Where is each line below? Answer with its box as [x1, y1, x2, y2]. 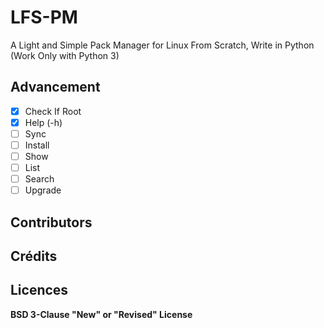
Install [24, 139, 50, 151]
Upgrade [24, 184, 62, 196]
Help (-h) [24, 116, 63, 128]
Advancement [10, 79, 101, 96]
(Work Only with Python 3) [10, 49, 120, 61]
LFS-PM [10, 6, 78, 29]
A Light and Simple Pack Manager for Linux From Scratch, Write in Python [10, 39, 315, 51]
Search [24, 173, 55, 185]
